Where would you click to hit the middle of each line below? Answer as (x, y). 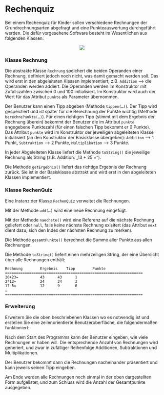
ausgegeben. (18, 387)
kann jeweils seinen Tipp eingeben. (41, 367)
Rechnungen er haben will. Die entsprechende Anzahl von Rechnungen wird (82, 342)
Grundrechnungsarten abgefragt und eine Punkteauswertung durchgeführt (81, 27)
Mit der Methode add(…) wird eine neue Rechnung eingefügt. (66, 210)
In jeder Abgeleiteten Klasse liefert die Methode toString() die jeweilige (78, 152)
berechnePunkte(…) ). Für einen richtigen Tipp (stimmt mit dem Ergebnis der (80, 117)
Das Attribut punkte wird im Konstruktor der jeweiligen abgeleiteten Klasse (79, 132)
